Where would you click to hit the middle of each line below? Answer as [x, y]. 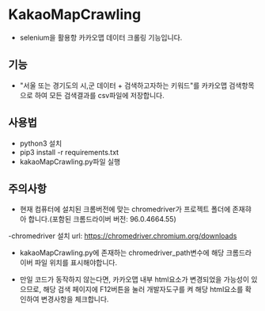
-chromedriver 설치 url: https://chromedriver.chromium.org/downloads [123, 236]
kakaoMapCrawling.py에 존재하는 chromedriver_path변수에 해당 [122, 253]
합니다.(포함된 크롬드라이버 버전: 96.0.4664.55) [102, 219]
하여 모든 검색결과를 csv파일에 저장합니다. [99, 95]
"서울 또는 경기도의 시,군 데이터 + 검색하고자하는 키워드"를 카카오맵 [123, 85]
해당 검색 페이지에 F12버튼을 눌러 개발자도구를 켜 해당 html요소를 [143, 290]
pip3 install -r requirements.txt [69, 152]
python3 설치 [41, 143]
